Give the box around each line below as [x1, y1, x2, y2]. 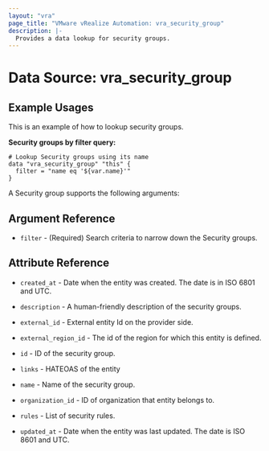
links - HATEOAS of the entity [19, 363, 120, 374]
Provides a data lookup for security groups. [15, 34, 171, 43]
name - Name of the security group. [19, 379, 136, 389]
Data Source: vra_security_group [8, 69, 232, 87]
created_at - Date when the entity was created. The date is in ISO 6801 [19, 277, 255, 287]
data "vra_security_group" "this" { [8, 160, 131, 169]
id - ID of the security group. [19, 348, 116, 358]
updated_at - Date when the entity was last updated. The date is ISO [19, 426, 246, 436]
